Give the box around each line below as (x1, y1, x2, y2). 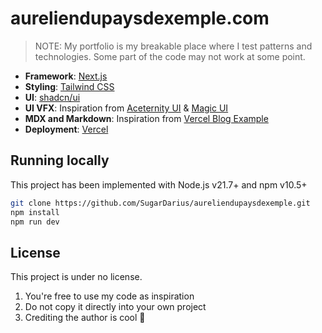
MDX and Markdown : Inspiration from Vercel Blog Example (24, 112, 269, 124)
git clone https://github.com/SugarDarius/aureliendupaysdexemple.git (10, 198, 311, 208)
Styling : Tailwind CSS (24, 80, 115, 92)
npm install (10, 207, 60, 217)
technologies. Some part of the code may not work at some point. (34, 50, 306, 62)
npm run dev (10, 217, 60, 227)
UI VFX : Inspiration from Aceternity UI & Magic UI (24, 102, 229, 114)
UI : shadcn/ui (24, 91, 81, 103)
